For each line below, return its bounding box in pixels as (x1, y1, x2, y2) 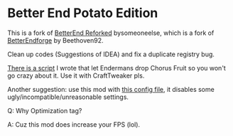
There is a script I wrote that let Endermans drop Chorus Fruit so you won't (7, 63, 226, 72)
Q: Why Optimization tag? (7, 106, 82, 115)
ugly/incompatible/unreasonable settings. (7, 93, 129, 101)
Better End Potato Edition (7, 5, 158, 21)
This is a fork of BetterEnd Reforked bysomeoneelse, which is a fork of (7, 28, 215, 37)
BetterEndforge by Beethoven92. (7, 36, 104, 44)
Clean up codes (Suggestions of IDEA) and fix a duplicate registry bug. (7, 50, 215, 58)
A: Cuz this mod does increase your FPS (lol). (7, 120, 141, 129)
